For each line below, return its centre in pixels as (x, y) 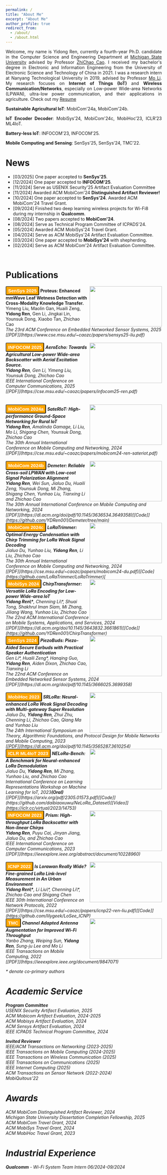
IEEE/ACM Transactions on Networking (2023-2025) (59, 1046)
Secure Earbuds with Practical (51, 647)
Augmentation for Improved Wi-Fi (41, 930)
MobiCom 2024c (26, 527)
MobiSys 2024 (24, 584)
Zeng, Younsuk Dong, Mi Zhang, (39, 488)
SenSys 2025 (22, 291)
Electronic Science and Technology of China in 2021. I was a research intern (84, 73)
